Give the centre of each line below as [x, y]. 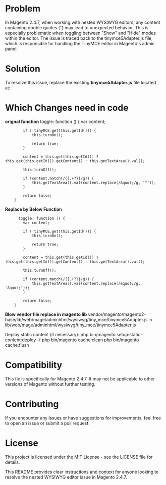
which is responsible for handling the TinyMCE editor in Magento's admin [80, 43]
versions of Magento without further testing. [50, 384]
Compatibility [34, 365]
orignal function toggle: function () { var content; [55, 121]
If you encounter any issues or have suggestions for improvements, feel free [83, 418]
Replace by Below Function [33, 209]
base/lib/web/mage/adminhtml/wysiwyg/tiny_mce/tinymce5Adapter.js [76, 319]
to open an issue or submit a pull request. [48, 423]
